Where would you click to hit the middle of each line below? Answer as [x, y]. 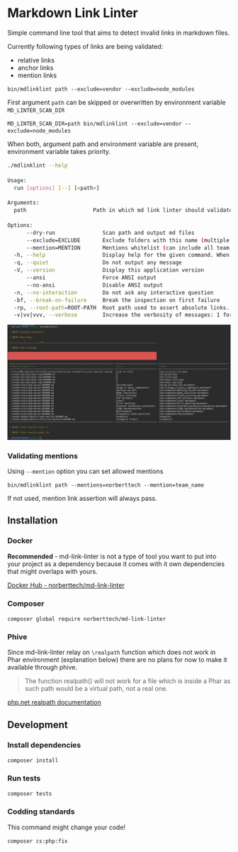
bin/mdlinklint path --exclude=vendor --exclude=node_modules [101, 89]
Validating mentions [42, 455]
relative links [36, 60]
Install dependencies [44, 745]
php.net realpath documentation [54, 702]
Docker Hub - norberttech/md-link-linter [66, 585]
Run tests [24, 778]
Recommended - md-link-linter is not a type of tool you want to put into [112, 556]
